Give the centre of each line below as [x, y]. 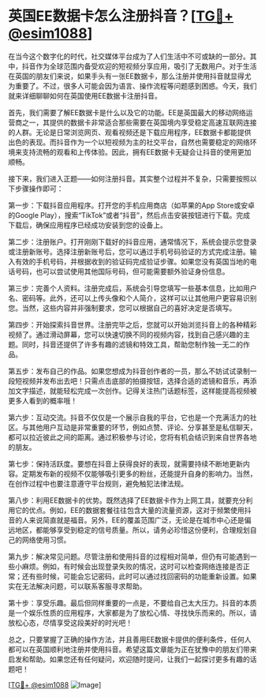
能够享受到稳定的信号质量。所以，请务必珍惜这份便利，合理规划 [146, 530]
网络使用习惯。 [46, 540]
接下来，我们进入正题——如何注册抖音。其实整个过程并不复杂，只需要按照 [129, 178]
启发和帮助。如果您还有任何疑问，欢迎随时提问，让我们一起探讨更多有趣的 [129, 659]
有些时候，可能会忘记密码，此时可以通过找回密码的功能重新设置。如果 [143, 576]
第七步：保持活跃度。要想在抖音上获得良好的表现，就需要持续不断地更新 [125, 463]
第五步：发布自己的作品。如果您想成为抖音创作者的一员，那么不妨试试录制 [129, 371]
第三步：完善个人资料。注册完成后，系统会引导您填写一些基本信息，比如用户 [132, 288]
